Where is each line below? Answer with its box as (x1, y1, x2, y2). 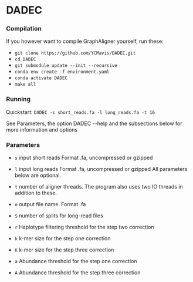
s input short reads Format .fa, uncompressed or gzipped (14, 154, 153, 162)
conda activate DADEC (14, 75, 67, 81)
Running (6, 95, 31, 103)
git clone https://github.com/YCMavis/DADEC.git (14, 51, 136, 56)
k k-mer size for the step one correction (14, 235, 111, 242)
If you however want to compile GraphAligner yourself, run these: (6, 38, 164, 45)
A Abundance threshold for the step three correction (14, 269, 141, 276)
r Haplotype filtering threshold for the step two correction (14, 224, 154, 231)
